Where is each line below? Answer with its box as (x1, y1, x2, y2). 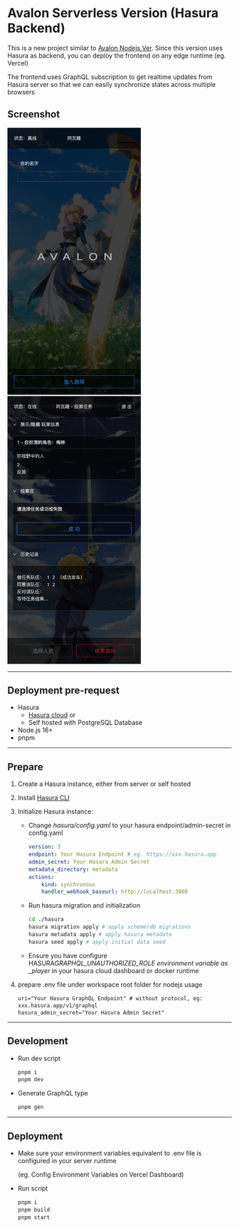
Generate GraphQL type (17, 1089, 88, 1098)
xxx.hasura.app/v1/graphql (17, 1002, 98, 1009)
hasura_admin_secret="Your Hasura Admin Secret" (17, 1009, 165, 1016)
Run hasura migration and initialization (28, 901, 141, 910)
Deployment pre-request (7, 684, 119, 696)
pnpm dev (17, 1076, 44, 1083)
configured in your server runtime (17, 1157, 117, 1165)
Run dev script (17, 1054, 60, 1062)
